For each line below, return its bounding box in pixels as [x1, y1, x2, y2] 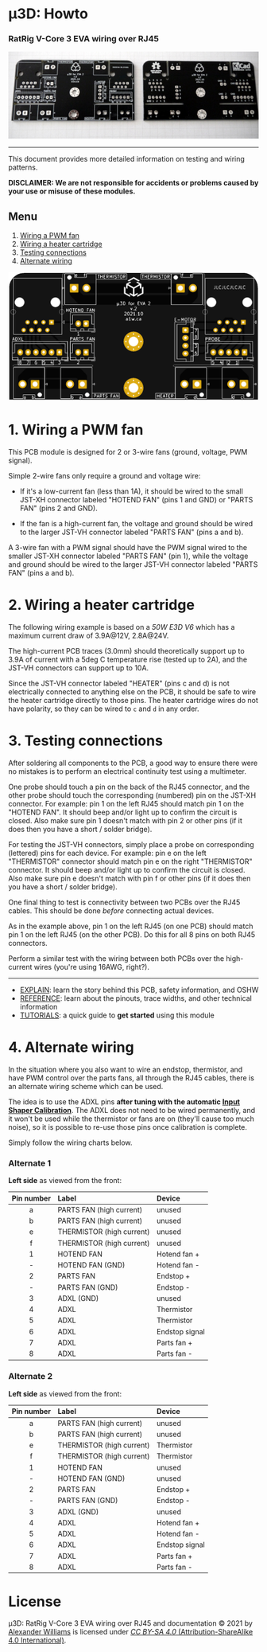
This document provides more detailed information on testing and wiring [8, 154, 245, 164]
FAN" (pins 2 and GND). [19, 503, 98, 513]
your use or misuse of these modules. [8, 186, 136, 196]
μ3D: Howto [8, 5, 89, 23]
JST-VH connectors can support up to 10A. [8, 662, 149, 673]
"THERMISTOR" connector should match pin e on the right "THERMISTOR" [8, 857, 253, 866]
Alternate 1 [8, 1158, 52, 1169]
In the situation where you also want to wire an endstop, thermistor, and [8, 1064, 243, 1074]
